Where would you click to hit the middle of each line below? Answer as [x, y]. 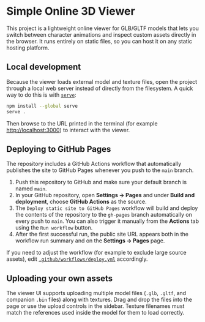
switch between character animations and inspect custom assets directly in [101, 34]
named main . [31, 189]
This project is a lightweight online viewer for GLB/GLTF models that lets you [102, 28]
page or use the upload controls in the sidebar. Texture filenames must [95, 306]
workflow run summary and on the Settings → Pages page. [90, 241]
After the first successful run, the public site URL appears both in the [102, 234]
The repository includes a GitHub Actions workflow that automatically [94, 164]
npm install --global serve [42, 106]
